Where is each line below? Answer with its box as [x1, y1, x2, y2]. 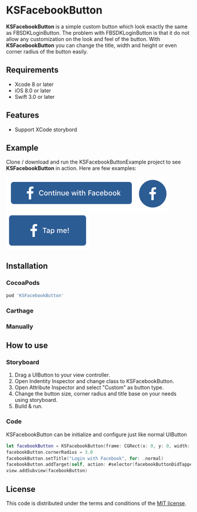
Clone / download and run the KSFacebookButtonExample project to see [6, 158, 181, 165]
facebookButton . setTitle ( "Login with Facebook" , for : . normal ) [6, 456, 164, 461]
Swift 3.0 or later [14, 93, 55, 100]
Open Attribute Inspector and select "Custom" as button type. [14, 384, 164, 391]
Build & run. [14, 403, 43, 410]
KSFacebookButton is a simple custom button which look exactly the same [6, 23, 188, 30]
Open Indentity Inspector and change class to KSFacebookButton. [14, 378, 175, 385]
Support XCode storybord [14, 126, 77, 133]
